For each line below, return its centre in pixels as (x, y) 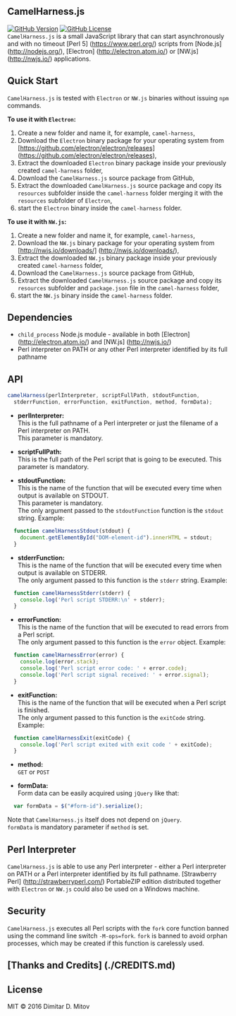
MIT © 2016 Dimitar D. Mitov (49, 1006)
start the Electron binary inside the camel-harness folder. (100, 208)
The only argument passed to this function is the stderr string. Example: (122, 580)
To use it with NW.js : (37, 221)
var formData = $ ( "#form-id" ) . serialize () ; (78, 806)
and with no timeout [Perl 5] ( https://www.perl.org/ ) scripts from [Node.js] (114, 43)
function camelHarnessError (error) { (69, 655)
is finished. (33, 710)
